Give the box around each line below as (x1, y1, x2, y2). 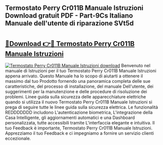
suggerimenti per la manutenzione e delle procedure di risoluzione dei (5, 89, 148, 95)
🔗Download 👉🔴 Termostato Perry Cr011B (5, 39, 135, 48)
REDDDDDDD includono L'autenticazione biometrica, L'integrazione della (5, 110, 153, 115)
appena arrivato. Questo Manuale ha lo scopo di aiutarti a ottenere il (5, 73, 143, 79)
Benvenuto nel (121, 63, 151, 68)
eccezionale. (5, 136, 31, 141)
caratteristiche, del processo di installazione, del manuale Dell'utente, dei (5, 83, 154, 89)
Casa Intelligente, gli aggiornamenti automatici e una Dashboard (5, 115, 135, 121)
